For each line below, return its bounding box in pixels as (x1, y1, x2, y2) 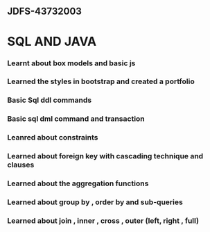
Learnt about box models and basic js (7, 58, 136, 68)
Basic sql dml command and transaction (7, 114, 146, 124)
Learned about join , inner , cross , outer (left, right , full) (7, 215, 200, 225)
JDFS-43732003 (7, 6, 82, 17)
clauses (7, 160, 35, 169)
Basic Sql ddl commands (7, 95, 92, 105)
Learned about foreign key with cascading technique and (7, 151, 204, 161)
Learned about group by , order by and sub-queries (7, 197, 184, 207)
